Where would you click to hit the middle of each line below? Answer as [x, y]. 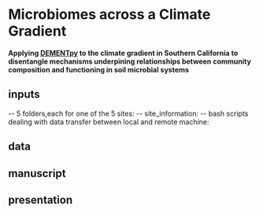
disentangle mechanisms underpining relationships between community [130, 61]
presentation [41, 199]
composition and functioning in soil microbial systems [99, 69]
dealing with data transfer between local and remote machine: [109, 122]
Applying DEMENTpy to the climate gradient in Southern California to [123, 53]
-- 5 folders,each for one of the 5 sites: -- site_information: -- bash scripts [128, 113]
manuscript [37, 173]
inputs [24, 95]
